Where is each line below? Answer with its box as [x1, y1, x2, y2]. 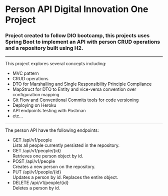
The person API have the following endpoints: [5, 127, 99, 133]
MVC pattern [12, 70, 39, 76]
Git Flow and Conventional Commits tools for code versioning [12, 97, 139, 103]
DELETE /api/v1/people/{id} [12, 179, 69, 186]
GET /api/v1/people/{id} [12, 148, 61, 154]
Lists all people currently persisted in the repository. [12, 142, 120, 148]
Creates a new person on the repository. [12, 164, 96, 170]
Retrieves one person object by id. [12, 153, 83, 159]
